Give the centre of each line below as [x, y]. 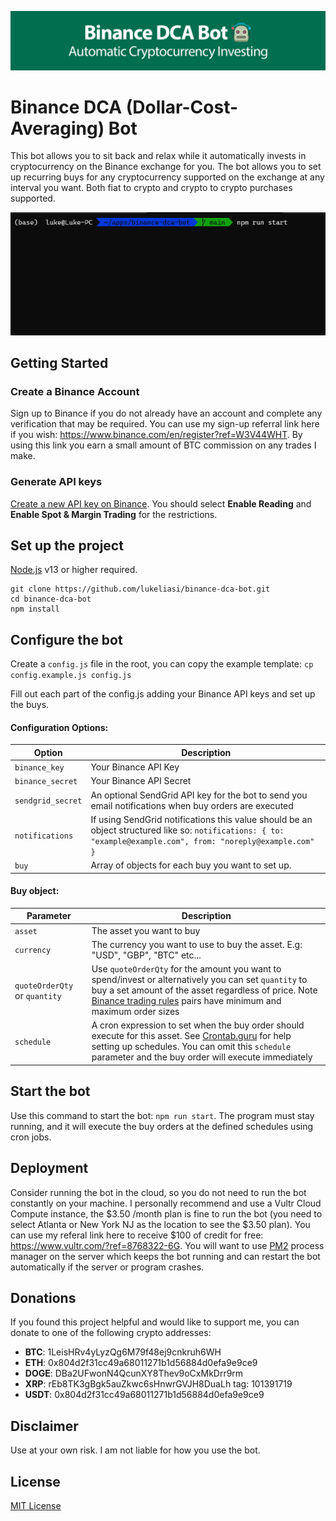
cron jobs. [31, 1137]
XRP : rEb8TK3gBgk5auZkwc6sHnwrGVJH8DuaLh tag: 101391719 [158, 1384]
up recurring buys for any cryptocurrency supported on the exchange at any [167, 177]
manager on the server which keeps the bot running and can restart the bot [165, 1256]
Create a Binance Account [75, 391]
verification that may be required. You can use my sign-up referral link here [165, 424]
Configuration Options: [59, 727]
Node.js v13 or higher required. [74, 570]
